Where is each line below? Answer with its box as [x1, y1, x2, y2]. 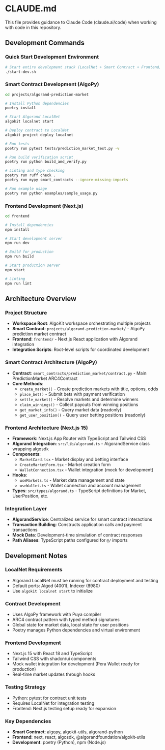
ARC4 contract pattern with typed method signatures [12, 617, 120, 623]
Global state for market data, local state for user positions [12, 622, 129, 628]
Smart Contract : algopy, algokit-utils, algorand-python [12, 729, 123, 735]
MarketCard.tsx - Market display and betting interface [19, 456, 129, 462]
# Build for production [5, 250, 54, 254]
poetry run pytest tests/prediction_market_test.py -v [5, 146, 120, 151]
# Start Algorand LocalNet [5, 114, 60, 120]
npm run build [5, 254, 34, 259]
